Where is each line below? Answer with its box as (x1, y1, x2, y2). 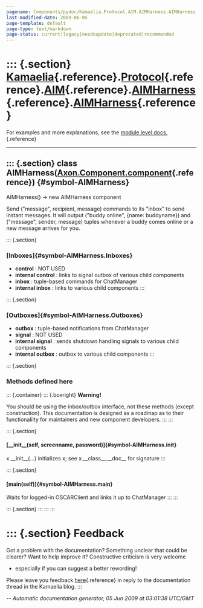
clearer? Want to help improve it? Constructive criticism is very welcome (6, 553, 186, 560)
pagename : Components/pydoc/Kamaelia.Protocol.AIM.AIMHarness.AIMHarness (6, 8, 196, 15)
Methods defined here (6, 378, 73, 386)
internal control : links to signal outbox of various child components (14, 272, 184, 279)
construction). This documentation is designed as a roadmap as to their (6, 409, 184, 416)
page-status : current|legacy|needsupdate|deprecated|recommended (6, 31, 174, 38)
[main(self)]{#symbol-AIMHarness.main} (6, 480, 113, 488)
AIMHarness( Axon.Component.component (6, 168, 172, 178)
